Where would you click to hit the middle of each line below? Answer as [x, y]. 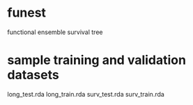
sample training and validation [97, 60]
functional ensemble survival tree [55, 32]
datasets [33, 75]
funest [27, 13]
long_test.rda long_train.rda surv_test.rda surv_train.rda [86, 94]
